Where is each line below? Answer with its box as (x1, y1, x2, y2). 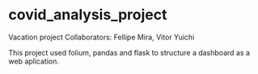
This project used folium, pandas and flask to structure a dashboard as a (8, 47, 251, 57)
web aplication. (8, 56, 59, 66)
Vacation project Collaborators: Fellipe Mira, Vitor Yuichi (8, 32, 195, 42)
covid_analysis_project (8, 6, 167, 24)
